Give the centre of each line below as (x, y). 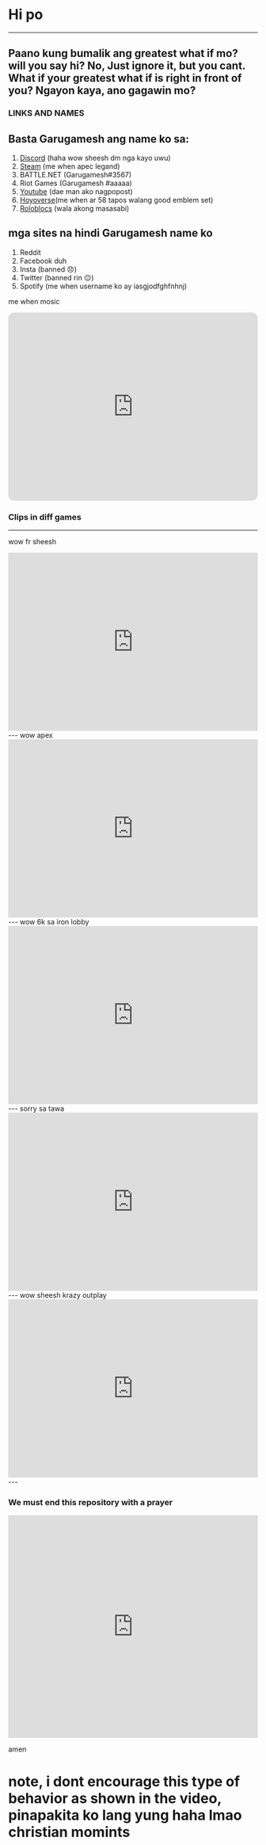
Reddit (30, 252)
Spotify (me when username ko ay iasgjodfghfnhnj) (103, 286)
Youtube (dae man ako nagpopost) (76, 192)
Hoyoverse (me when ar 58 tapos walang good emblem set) (116, 200)
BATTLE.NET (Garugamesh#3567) (76, 175)
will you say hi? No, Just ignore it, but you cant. (127, 66)
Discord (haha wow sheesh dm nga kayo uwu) (95, 158)
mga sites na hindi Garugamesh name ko (110, 233)
